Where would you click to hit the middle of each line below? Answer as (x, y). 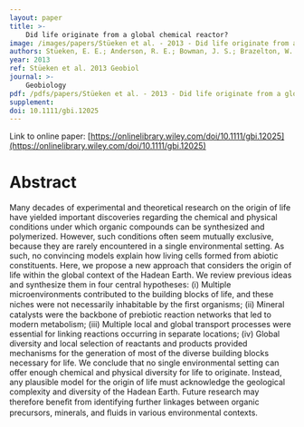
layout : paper (36, 18)
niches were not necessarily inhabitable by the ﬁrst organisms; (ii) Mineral (147, 305)
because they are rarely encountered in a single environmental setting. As (147, 247)
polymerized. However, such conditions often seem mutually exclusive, (142, 237)
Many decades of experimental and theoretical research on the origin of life (150, 208)
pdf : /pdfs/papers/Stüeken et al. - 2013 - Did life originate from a (145, 93)
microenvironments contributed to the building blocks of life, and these (142, 295)
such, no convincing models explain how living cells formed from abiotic (144, 256)
